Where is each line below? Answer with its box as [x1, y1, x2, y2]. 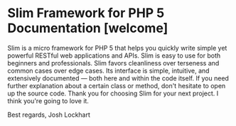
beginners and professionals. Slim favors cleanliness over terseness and [7, 58, 220, 67]
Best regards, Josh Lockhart [7, 110, 91, 119]
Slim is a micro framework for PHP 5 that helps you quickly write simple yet [7, 43, 227, 52]
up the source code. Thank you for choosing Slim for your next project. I [7, 89, 219, 98]
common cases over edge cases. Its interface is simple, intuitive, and [7, 66, 210, 75]
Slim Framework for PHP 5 [7, 5, 165, 21]
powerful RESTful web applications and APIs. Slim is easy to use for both [7, 51, 221, 60]
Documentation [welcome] [7, 20, 168, 36]
